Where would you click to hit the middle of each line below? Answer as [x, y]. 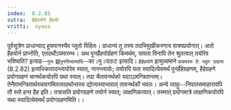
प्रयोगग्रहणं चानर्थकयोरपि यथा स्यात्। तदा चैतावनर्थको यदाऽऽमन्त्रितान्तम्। [85, 77]
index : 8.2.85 [29, 13]
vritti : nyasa [29, 26]
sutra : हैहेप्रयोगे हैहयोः [33, 20]
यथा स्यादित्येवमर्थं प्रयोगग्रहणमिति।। [46, 100]
